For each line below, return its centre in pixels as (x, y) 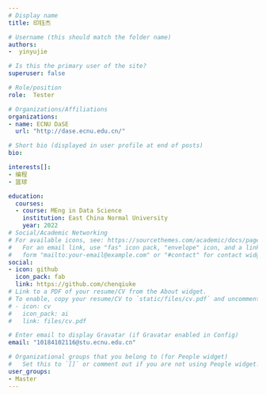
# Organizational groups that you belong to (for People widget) (118, 357)
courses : (30, 203)
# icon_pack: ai (38, 314)
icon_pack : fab (40, 277)
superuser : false (37, 73)
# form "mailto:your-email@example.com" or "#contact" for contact (125, 255)
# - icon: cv (30, 306)
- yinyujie (28, 52)
